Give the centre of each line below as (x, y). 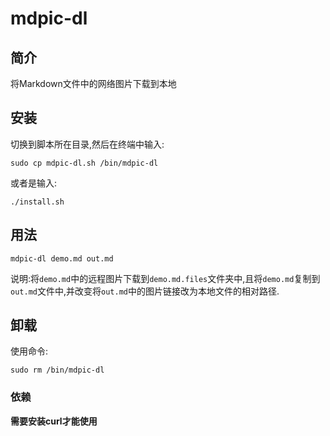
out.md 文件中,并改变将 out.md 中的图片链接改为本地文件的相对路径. (145, 291)
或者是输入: (34, 183)
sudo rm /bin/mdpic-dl (57, 370)
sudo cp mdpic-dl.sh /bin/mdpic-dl (84, 163)
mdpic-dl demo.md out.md (62, 258)
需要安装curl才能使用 (54, 421)
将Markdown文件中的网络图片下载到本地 (93, 83)
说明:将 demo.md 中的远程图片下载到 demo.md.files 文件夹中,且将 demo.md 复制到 (165, 278)
